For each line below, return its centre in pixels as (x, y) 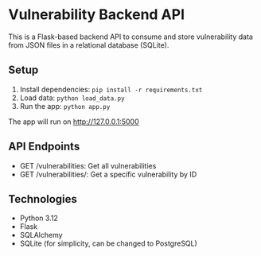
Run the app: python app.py (65, 106)
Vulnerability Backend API (97, 15)
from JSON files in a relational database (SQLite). (89, 45)
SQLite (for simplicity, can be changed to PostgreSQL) (108, 243)
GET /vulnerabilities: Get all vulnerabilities (88, 165)
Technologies (43, 199)
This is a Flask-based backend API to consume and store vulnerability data (130, 37)
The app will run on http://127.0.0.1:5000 (74, 122)
